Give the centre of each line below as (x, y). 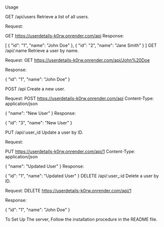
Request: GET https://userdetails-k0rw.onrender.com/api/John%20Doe (78, 60)
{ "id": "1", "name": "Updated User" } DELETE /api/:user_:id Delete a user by (82, 176)
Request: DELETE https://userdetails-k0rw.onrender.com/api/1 (68, 190)
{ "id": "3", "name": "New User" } (39, 123)
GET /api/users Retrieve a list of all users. (47, 17)
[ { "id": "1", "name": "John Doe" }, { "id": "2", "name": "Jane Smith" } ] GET (81, 45)
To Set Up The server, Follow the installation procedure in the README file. (81, 219)
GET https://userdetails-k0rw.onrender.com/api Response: (65, 36)
